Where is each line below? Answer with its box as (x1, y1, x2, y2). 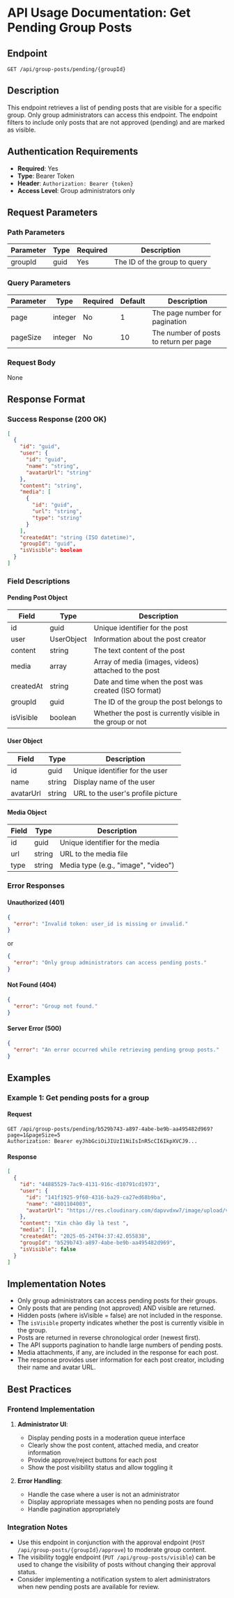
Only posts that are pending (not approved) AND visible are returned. (17, 1304, 216, 1312)
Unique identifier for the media (59, 838, 160, 847)
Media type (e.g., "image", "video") (59, 860, 175, 870)
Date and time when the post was (93, 677, 203, 687)
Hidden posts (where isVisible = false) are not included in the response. (17, 1312, 223, 1320)
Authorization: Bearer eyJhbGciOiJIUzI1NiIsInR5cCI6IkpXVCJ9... (7, 1138, 198, 1145)
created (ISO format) (93, 686, 162, 696)
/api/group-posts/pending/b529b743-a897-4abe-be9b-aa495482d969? (19, 1125, 214, 1133)
